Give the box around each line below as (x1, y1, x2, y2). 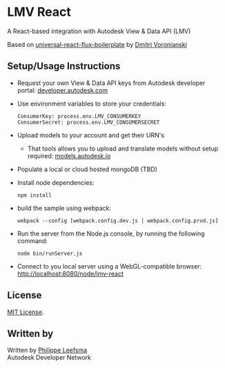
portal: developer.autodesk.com (17, 86, 108, 94)
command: (17, 236, 48, 245)
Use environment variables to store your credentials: (17, 99, 167, 108)
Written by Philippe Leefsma (7, 346, 88, 354)
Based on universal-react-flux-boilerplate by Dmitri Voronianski (7, 40, 188, 48)
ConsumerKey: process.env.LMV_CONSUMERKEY (17, 113, 141, 119)
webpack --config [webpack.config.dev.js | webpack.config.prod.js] (17, 217, 219, 224)
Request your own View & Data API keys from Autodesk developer (17, 79, 206, 87)
